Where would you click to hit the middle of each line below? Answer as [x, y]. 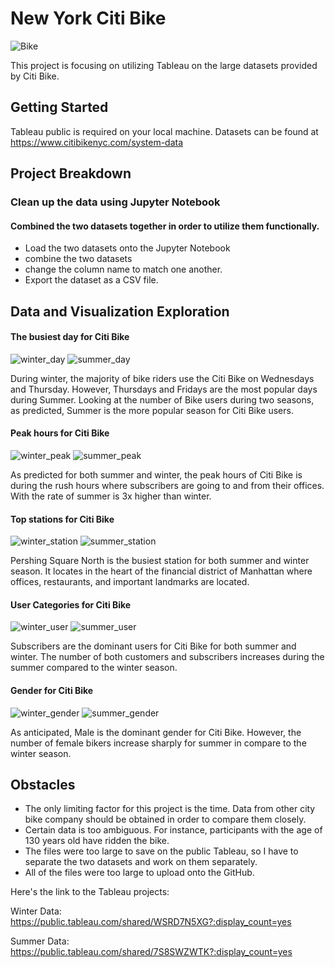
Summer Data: [40, 941]
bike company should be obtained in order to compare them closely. [165, 819]
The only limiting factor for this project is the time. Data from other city [170, 809]
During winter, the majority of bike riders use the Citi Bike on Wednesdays [162, 378]
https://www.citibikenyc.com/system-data [97, 142]
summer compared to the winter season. [94, 668]
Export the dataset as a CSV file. [91, 280]
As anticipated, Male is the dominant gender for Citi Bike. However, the [156, 732]
